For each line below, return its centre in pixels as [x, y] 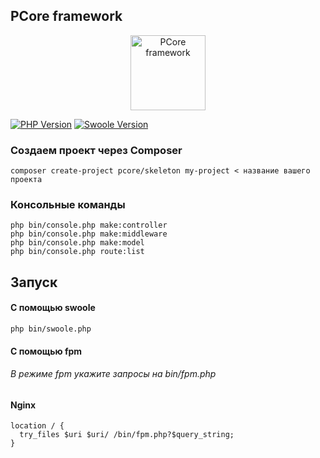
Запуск [34, 282]
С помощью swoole [53, 308]
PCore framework [66, 16]
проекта [26, 180]
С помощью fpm [46, 351]
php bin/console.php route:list [77, 252]
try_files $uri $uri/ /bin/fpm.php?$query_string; [127, 435]
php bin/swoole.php [51, 329]
